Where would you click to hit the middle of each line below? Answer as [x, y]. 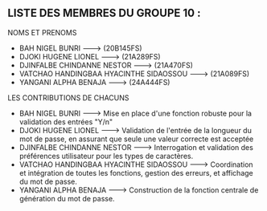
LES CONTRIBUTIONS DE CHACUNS [68, 97]
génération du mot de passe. [67, 198]
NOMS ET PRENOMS [42, 32]
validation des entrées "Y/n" [66, 122]
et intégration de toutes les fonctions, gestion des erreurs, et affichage [136, 172]
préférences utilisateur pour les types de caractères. [106, 156]
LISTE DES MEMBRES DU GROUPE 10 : [104, 13]
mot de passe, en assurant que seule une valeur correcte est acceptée [136, 139]
